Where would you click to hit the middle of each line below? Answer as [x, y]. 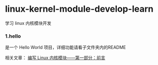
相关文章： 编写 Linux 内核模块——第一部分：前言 [55, 58]
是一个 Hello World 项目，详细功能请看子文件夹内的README [66, 47]
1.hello [13, 36]
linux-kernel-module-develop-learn [79, 9]
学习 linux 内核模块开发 [28, 23]
